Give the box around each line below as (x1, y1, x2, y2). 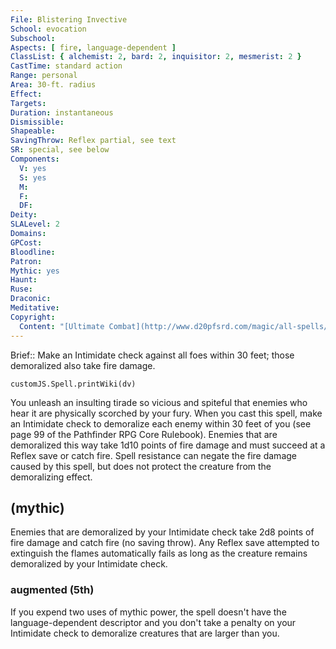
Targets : (10, 98, 47, 108)
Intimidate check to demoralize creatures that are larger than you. (10, 627, 280, 639)
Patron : (10, 256, 43, 266)
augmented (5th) (10, 583, 95, 597)
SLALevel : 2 (10, 219, 60, 230)
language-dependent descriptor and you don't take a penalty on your (10, 616, 297, 628)
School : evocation (10, 24, 87, 34)
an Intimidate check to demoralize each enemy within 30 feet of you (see (10, 417, 312, 430)
